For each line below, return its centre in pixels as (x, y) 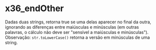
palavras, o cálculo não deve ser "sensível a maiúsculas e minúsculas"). (77, 32)
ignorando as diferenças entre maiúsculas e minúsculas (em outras (72, 27)
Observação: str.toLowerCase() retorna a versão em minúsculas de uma (78, 37)
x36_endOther (34, 8)
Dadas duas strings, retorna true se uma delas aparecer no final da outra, (78, 22)
